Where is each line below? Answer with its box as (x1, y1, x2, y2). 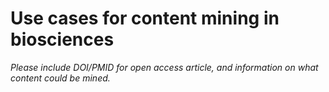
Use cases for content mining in (10, 7, 280, 30)
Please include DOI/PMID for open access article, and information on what (10, 61, 319, 73)
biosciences (10, 28, 115, 51)
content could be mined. (10, 72, 111, 84)
